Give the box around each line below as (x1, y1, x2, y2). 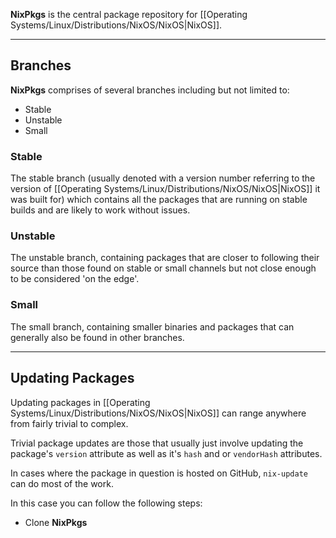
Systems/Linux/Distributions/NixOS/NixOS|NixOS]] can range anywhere (10, 407, 307, 419)
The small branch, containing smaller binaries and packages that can (10, 320, 295, 333)
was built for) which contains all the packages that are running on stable (10, 194, 308, 206)
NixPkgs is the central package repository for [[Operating (10, 9, 248, 20)
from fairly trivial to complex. (10, 417, 129, 429)
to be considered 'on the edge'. (10, 273, 140, 285)
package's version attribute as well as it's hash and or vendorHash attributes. (10, 447, 323, 459)
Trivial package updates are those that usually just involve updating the (10, 437, 304, 449)
